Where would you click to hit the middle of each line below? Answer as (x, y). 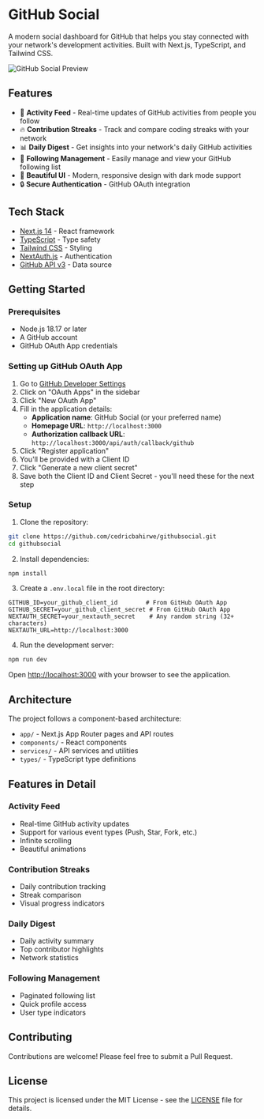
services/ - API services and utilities (79, 751)
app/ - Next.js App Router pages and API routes (97, 734)
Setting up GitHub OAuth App (66, 367)
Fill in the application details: (66, 409)
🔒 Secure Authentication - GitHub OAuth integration (105, 184)
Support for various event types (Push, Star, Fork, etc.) (108, 832)
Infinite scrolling (46, 840)
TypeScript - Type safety (60, 239)
